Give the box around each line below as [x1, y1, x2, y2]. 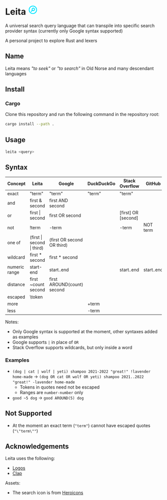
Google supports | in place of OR [12, 339, 79, 345]
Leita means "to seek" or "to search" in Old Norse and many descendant [5, 65, 154, 71]
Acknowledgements [5, 442, 69, 451]
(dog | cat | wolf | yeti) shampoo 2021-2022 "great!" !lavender [12, 369, 151, 374]
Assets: [5, 480, 21, 486]
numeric [7, 264, 24, 270]
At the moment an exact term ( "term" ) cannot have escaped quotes [12, 422, 151, 429]
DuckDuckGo [87, 180, 116, 186]
